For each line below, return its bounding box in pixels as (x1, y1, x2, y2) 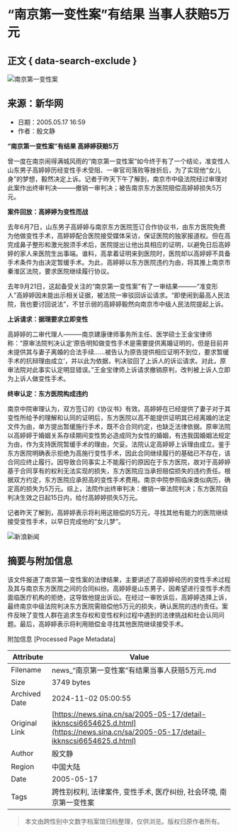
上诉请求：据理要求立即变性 (7, 314, 89, 323)
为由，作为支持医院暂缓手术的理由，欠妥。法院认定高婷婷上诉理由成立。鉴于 (7, 439, 231, 448)
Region (11, 761, 35, 771)
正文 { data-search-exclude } (7, 55, 137, 67)
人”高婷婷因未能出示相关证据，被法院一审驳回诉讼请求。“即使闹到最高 (7, 290, 212, 299)
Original (11, 718, 38, 728)
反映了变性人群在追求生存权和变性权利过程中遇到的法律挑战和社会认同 (13, 611, 218, 619)
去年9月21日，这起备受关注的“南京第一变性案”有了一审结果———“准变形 (7, 282, 218, 290)
